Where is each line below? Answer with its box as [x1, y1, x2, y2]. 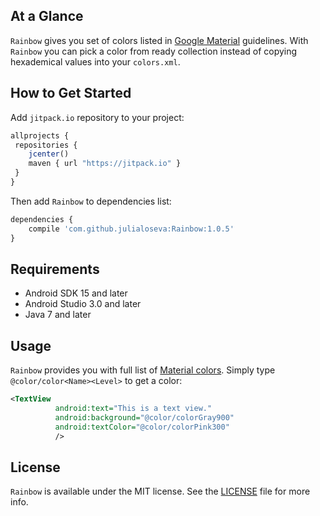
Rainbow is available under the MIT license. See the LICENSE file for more [10, 485, 311, 498]
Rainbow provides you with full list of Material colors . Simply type [10, 364, 276, 376]
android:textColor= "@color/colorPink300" [54, 422, 230, 432]
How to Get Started [10, 85, 132, 102]
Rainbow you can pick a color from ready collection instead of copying [10, 45, 298, 57]
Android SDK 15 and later [24, 287, 128, 299]
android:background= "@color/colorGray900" [54, 412, 235, 423]
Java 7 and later [24, 309, 92, 321]
